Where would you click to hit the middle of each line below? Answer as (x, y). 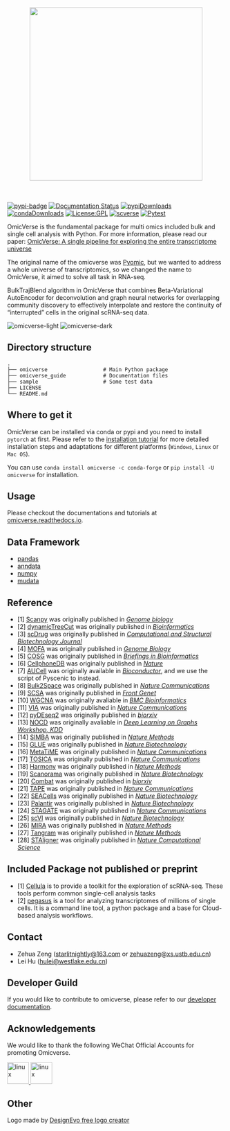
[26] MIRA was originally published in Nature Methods (94, 825)
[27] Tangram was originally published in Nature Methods (99, 832)
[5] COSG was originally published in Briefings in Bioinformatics (108, 656)
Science (29, 847)
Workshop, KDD (40, 730)
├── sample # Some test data (80, 382)
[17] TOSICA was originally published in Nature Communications (108, 759)
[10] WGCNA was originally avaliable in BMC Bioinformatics (102, 700)
